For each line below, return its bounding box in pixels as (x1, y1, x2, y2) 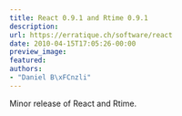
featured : (9, 56, 47, 65)
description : (9, 22, 59, 31)
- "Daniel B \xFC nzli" (9, 73, 92, 82)
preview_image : (9, 47, 67, 57)
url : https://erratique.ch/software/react (9, 30, 173, 39)
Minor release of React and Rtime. (9, 98, 137, 109)
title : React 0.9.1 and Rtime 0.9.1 (9, 13, 148, 23)
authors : (9, 65, 43, 74)
